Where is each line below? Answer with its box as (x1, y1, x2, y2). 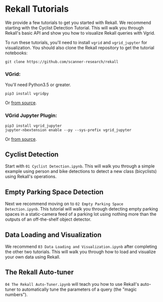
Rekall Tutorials (5, 3, 69, 15)
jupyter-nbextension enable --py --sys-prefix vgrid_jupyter (5, 127, 132, 133)
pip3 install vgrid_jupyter (5, 123, 62, 128)
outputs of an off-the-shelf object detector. (5, 216, 91, 222)
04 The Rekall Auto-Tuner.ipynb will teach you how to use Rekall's (5, 281, 140, 287)
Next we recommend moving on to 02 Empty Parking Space (5, 201, 124, 207)
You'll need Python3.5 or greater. (5, 82, 72, 88)
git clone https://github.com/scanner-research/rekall (5, 59, 119, 64)
